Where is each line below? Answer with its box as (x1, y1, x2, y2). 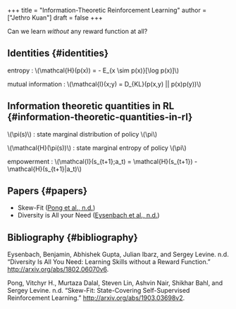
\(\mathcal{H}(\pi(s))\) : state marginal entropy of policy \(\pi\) (7, 144, 187, 152)
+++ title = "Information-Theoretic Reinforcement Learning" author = (7, 6, 206, 14)
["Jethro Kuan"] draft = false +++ (7, 13, 104, 22)
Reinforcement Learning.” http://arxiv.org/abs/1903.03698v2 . (7, 294, 185, 302)
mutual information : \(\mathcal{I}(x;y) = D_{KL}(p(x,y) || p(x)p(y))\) (7, 80, 202, 88)
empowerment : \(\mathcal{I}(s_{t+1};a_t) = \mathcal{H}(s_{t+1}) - (7, 157, 198, 165)
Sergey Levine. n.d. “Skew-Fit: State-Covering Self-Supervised (7, 286, 190, 295)
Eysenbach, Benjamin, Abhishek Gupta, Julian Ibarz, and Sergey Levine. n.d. (7, 250, 229, 259)
